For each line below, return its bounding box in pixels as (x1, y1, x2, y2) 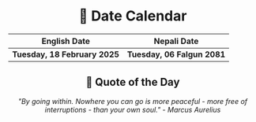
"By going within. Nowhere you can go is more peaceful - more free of (17, 96, 248, 105)
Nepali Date (153, 35, 199, 46)
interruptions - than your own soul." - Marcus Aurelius (44, 105, 221, 114)
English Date (41, 35, 91, 46)
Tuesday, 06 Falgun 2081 (126, 49, 226, 60)
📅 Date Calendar (78, 7, 187, 25)
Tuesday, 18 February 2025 (12, 49, 120, 60)
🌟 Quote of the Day (85, 76, 180, 89)
